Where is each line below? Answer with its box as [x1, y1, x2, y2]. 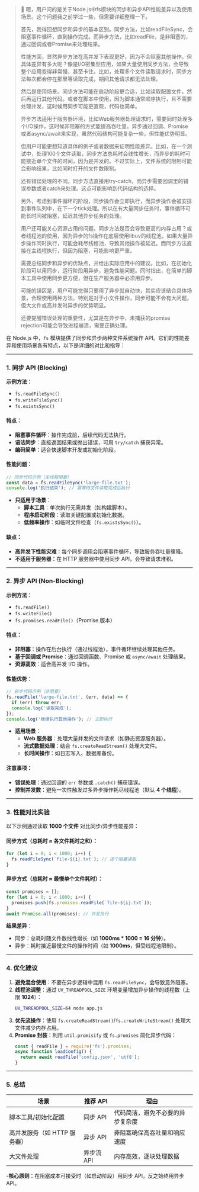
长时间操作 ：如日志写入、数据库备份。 [23, 750, 117, 757]
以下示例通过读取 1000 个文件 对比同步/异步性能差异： [6, 822, 139, 830]
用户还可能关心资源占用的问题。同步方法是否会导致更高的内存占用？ [20, 225, 187, 232]
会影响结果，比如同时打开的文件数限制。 [20, 165, 120, 172]
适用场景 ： [14, 728, 41, 735]
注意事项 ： [6, 764, 33, 772]
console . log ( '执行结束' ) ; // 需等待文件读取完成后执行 [6, 485, 130, 491]
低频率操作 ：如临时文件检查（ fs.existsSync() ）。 [23, 519, 144, 526]
